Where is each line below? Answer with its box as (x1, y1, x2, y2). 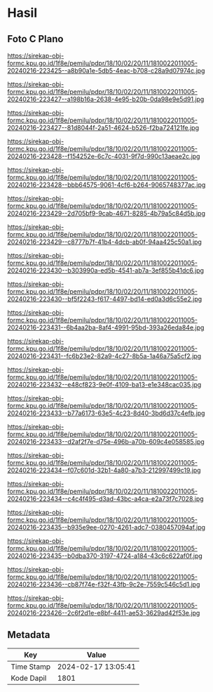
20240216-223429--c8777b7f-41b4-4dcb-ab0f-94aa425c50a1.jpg (7, 237, 202, 246)
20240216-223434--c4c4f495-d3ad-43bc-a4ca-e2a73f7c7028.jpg (7, 495, 205, 503)
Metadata (7, 629, 50, 641)
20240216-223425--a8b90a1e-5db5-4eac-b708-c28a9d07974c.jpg (7, 67, 205, 74)
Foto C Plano (7, 33, 64, 45)
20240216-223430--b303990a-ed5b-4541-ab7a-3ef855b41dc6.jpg (7, 266, 205, 275)
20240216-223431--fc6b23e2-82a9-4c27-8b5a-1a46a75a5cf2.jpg (7, 352, 202, 360)
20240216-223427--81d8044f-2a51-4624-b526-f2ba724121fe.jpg (7, 124, 200, 131)
